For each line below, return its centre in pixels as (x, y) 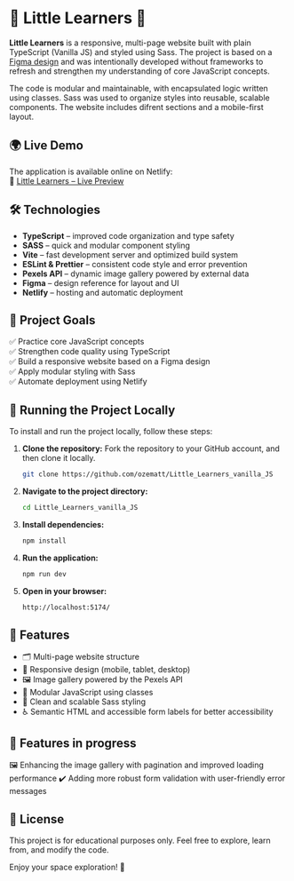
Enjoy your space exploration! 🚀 (68, 867)
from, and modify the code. (59, 850)
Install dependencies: (63, 524)
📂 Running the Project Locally (92, 410)
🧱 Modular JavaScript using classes (87, 693)
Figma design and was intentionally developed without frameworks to (136, 61)
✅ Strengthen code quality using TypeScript (90, 352)
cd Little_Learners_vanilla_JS (80, 508)
